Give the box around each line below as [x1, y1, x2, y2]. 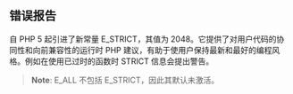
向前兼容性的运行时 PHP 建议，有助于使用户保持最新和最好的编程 [32, 44, 272, 55]
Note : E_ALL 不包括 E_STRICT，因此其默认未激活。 [30, 74, 220, 85]
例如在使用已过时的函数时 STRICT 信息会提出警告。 [24, 56, 214, 67]
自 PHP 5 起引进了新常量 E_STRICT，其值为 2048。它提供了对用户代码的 [9, 34, 277, 44]
